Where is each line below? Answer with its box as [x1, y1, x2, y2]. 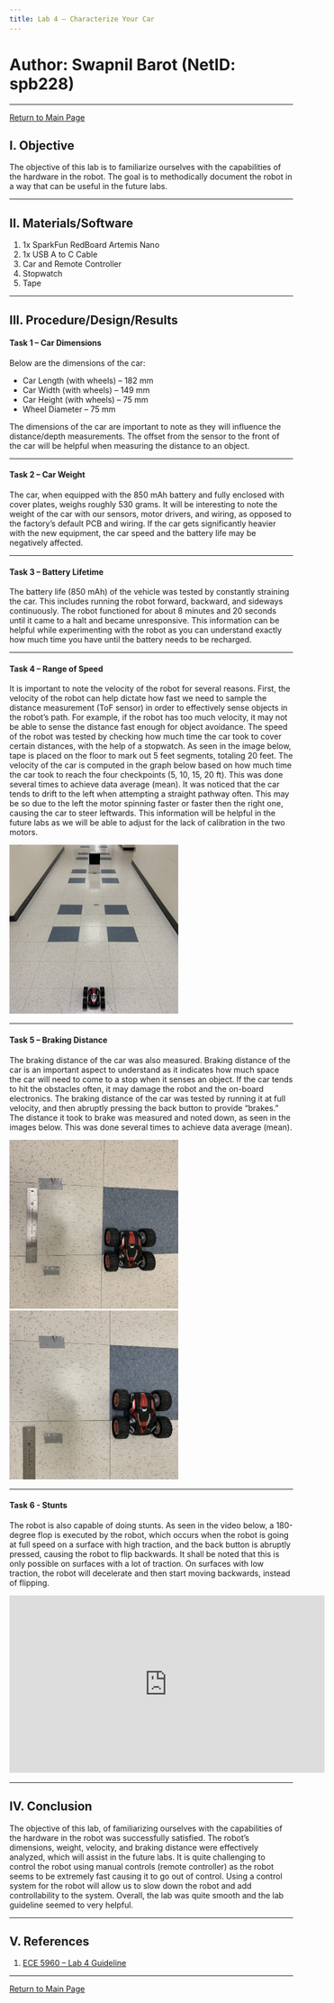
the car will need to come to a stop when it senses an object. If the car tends [9, 1073, 293, 1085]
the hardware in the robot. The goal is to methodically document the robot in [9, 171, 293, 182]
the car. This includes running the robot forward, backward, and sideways [9, 596, 284, 607]
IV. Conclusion [9, 1798, 93, 1815]
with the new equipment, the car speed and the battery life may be [9, 527, 257, 538]
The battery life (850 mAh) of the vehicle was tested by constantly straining [9, 587, 290, 597]
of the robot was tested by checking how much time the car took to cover [9, 731, 282, 742]
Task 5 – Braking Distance [9, 1034, 108, 1045]
